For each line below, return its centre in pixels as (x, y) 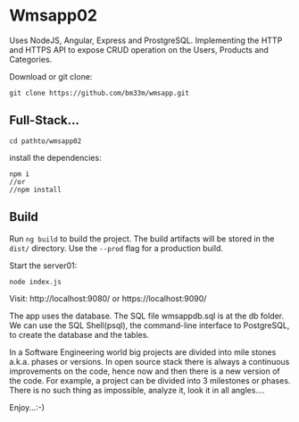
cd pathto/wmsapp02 (46, 141)
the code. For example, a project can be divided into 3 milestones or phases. (150, 380)
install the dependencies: (55, 157)
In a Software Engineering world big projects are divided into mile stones (143, 352)
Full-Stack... (45, 120)
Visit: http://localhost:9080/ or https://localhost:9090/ (108, 298)
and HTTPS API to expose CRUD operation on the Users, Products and (139, 49)
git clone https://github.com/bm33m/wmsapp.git (100, 93)
